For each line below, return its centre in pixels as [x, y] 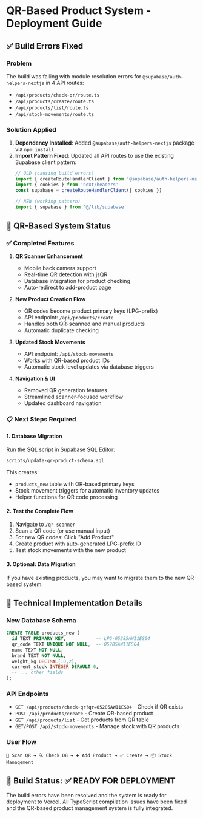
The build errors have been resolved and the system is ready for [86, 796]
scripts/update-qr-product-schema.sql [55, 461]
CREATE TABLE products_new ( [43, 633]
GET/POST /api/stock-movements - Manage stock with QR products [97, 726]
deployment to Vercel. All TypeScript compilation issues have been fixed [97, 802]
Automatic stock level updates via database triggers [89, 367]
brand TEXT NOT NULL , [39, 656]
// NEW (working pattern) [48, 201]
